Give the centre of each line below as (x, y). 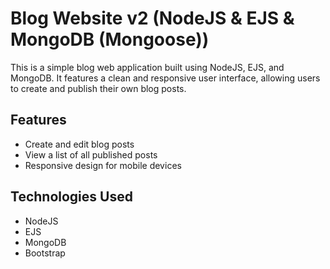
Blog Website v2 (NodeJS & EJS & (152, 18)
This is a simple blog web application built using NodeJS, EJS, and (147, 67)
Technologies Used (71, 197)
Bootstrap (45, 253)
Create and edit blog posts (79, 144)
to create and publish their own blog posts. (98, 88)
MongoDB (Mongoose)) (110, 39)
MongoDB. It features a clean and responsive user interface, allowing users (165, 78)
